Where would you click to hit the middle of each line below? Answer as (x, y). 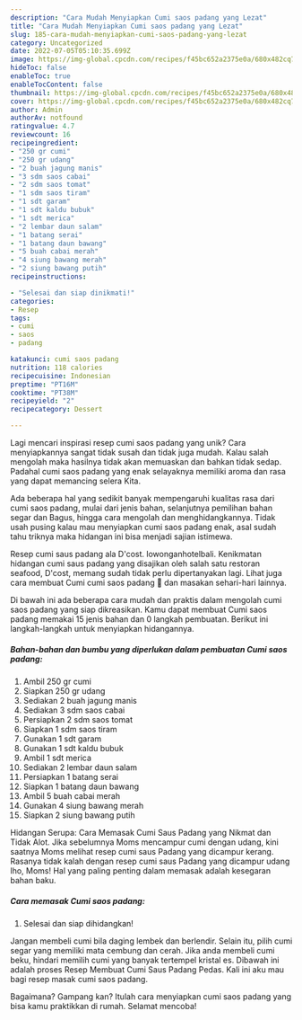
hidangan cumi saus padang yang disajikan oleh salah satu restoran (135, 563)
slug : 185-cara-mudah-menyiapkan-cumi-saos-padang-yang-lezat (129, 34)
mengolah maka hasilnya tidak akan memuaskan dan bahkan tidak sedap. (146, 462)
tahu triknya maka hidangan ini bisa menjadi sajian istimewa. (121, 537)
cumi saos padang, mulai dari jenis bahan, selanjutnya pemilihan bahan (141, 508)
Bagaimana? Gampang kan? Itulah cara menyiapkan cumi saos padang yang (151, 996)
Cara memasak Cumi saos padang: (78, 900)
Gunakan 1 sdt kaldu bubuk (73, 748)
